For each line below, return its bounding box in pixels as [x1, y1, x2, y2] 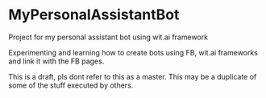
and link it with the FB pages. [8, 56, 105, 66]
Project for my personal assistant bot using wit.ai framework [8, 32, 208, 42]
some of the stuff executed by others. [8, 80, 134, 90]
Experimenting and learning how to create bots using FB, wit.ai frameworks [8, 47, 258, 57]
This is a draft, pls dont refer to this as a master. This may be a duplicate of [8, 71, 257, 81]
